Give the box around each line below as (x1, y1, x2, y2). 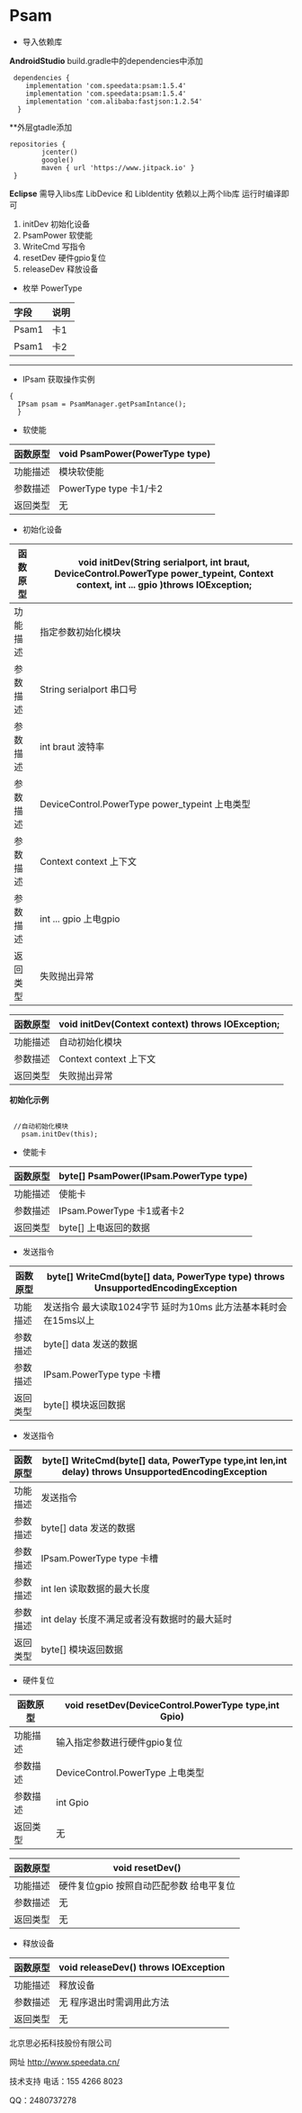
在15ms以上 (43, 1314, 95, 1326)
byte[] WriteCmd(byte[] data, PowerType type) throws (46, 1270, 285, 1282)
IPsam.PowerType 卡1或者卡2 (58, 1204, 185, 1217)
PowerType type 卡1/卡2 (58, 482, 164, 495)
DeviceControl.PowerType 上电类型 (56, 1766, 205, 1778)
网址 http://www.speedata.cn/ (9, 2056, 120, 2067)
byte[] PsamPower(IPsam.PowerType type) (58, 1169, 248, 1182)
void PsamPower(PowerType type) (58, 447, 211, 460)
